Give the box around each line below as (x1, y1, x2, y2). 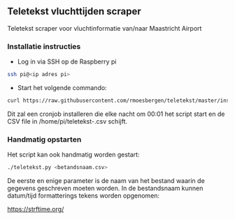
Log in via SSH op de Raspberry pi (17, 57, 117, 66)
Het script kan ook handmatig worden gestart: (7, 150, 140, 159)
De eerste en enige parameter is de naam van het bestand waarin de (7, 177, 205, 185)
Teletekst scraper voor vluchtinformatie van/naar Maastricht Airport (7, 24, 202, 32)
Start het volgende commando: (17, 83, 107, 91)
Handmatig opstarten (7, 134, 82, 144)
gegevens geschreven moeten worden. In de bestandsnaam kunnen (7, 184, 204, 193)
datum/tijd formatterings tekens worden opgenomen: (7, 191, 159, 200)
